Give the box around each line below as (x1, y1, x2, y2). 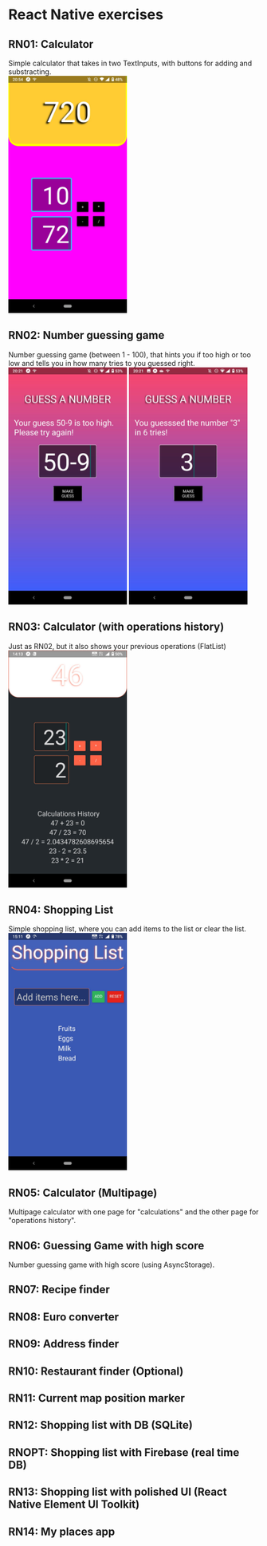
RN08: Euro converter (8, 1310, 120, 1324)
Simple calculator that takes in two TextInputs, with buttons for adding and (8, 58, 253, 68)
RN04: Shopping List (8, 903, 114, 917)
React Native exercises (8, 6, 163, 24)
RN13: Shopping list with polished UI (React (8, 1485, 227, 1499)
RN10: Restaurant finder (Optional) (8, 1364, 184, 1378)
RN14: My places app (8, 1524, 116, 1538)
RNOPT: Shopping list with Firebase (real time (8, 1446, 240, 1459)
